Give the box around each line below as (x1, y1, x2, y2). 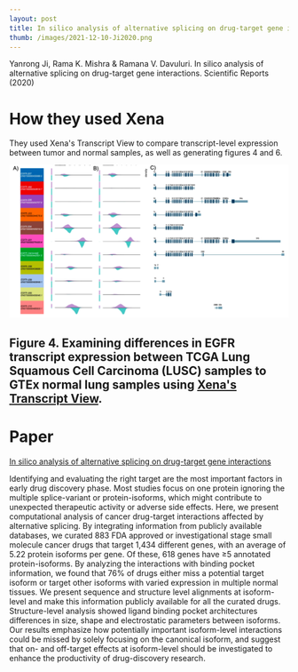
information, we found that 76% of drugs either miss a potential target (9, 567, 264, 578)
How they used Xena (9, 108, 165, 129)
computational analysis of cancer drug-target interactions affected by (9, 511, 264, 522)
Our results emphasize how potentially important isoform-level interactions (9, 624, 282, 635)
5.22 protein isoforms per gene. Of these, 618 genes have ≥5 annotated (9, 548, 271, 559)
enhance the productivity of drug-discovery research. (9, 652, 206, 663)
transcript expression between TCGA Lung (9, 349, 251, 364)
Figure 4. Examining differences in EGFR (9, 335, 236, 350)
